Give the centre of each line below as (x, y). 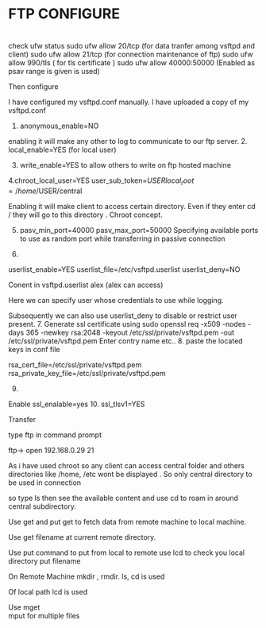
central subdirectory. (42, 506)
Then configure (33, 87)
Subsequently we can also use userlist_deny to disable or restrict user (123, 316)
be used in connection (45, 483)
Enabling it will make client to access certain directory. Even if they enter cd (132, 207)
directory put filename (44, 561)
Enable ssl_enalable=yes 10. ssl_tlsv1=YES (77, 404)
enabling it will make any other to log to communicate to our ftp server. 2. (128, 141)
